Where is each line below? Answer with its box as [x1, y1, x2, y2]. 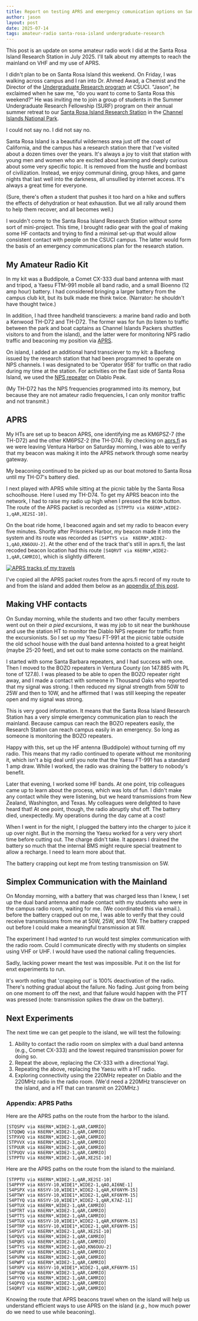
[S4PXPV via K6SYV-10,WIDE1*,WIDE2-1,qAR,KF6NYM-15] [6, 1265, 138, 1271]
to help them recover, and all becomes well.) [6, 206, 114, 213]
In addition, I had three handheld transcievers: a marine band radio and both [6, 312, 191, 319]
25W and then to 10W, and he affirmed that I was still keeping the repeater [6, 689, 186, 696]
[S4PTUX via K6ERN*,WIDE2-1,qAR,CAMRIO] [6, 1203, 107, 1209]
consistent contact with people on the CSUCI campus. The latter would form [6, 236, 192, 243]
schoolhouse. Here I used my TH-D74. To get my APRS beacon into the [6, 491, 179, 498]
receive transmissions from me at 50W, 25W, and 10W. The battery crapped [6, 918, 190, 925]
